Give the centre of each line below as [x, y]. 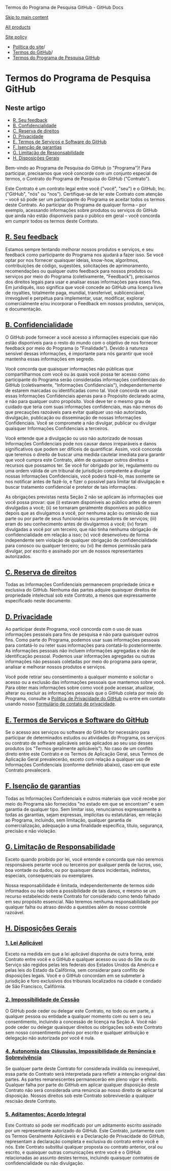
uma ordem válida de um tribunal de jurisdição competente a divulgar [78, 470]
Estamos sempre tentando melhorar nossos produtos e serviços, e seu [79, 249]
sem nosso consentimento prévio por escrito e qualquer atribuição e [77, 1032]
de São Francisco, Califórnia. [36, 987]
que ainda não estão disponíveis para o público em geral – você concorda [83, 216]
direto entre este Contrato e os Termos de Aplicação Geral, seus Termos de [84, 754]
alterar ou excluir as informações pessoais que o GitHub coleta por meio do [84, 693]
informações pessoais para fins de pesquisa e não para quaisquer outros [82, 634]
